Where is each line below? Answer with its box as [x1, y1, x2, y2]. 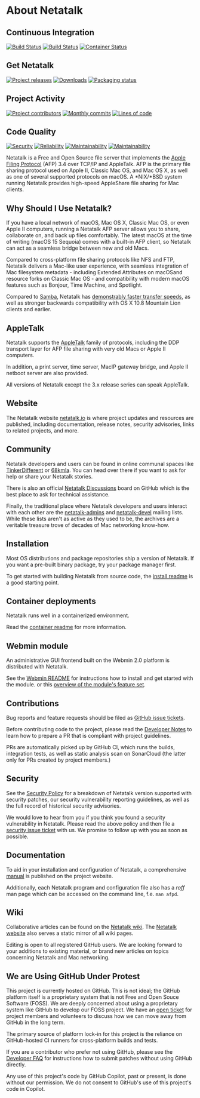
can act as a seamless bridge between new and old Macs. [6, 244, 149, 252]
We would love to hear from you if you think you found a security [6, 814, 166, 821]
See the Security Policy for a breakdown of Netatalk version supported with [6, 789, 192, 796]
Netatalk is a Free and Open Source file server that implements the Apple [6, 154, 186, 161]
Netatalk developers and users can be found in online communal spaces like [6, 460, 194, 467]
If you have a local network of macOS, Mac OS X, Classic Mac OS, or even [6, 219, 189, 226]
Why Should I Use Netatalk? [6, 203, 112, 213]
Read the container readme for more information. [6, 624, 127, 631]
